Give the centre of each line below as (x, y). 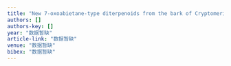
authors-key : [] (30, 26)
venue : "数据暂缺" (32, 45)
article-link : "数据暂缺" (42, 39)
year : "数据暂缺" (30, 33)
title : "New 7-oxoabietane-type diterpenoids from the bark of (100, 13)
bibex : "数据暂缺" (32, 52)
